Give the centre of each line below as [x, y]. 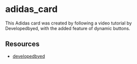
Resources [22, 44]
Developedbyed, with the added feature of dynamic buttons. [68, 28]
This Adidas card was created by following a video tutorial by [68, 23]
